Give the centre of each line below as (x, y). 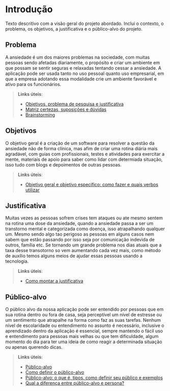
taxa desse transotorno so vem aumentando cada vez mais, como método (83, 250)
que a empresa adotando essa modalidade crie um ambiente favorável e (81, 79)
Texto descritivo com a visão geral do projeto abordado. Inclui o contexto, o (84, 23)
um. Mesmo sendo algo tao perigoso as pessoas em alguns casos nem (80, 234)
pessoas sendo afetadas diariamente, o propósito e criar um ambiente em (83, 63)
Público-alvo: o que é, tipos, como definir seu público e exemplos (94, 378)
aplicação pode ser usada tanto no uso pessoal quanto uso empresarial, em (85, 73)
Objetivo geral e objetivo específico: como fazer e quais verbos (92, 184)
